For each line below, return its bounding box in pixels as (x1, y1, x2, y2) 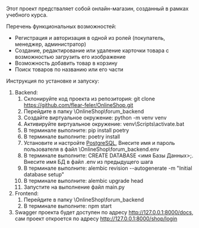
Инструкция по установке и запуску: (6, 77, 100, 84)
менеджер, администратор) (14, 41, 86, 47)
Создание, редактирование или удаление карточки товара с (14, 47, 169, 54)
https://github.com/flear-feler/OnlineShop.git (23, 102, 134, 109)
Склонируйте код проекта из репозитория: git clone (23, 95, 156, 102)
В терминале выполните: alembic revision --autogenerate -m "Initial (23, 164, 192, 172)
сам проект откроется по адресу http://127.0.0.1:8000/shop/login (14, 215, 178, 222)
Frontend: (14, 190, 39, 197)
